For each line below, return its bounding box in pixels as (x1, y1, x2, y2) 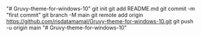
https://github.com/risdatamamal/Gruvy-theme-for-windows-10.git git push (6, 18, 194, 24)
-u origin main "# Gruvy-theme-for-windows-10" (6, 24, 127, 31)
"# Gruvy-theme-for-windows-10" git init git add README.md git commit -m (6, 5, 195, 12)
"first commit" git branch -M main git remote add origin (6, 11, 144, 18)
